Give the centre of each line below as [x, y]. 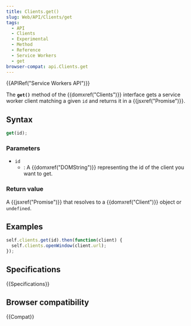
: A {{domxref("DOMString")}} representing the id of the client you [104, 167]
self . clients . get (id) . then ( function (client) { [64, 240]
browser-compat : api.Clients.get [47, 66]
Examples [24, 227]
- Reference [26, 50]
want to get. [38, 174]
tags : [13, 22]
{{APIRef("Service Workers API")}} [48, 83]
